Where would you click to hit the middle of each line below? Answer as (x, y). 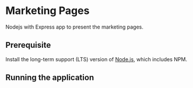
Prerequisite (28, 45)
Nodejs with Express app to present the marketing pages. (75, 27)
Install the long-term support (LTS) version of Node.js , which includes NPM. (96, 59)
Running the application (50, 78)
